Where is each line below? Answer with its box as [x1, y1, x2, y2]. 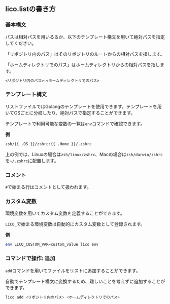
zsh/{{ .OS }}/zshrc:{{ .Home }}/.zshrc [5, 141, 92, 146]
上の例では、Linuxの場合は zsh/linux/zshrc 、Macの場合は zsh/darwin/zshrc [5, 151, 163, 157]
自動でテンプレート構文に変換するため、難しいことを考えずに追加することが [5, 278, 165, 284]
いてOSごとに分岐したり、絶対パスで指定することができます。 [5, 109, 135, 116]
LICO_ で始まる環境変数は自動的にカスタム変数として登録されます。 [5, 221, 145, 227]
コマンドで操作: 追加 [5, 255, 55, 262]
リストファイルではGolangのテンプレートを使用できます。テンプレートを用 [5, 103, 162, 109]
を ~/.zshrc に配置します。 [5, 158, 59, 164]
